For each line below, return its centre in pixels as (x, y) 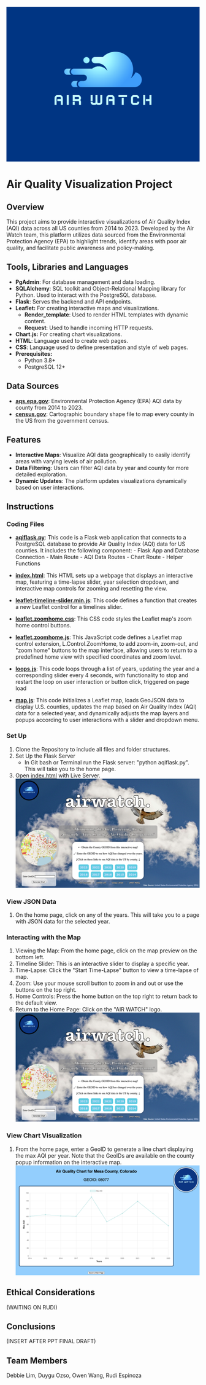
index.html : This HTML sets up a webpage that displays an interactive (104, 576)
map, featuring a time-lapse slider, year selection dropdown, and (97, 582)
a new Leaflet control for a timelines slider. (69, 607)
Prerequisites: (34, 353)
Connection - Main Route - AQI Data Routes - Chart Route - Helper (99, 557)
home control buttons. (43, 626)
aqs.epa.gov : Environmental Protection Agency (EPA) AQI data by (98, 401)
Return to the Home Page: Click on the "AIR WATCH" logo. (89, 1010)
